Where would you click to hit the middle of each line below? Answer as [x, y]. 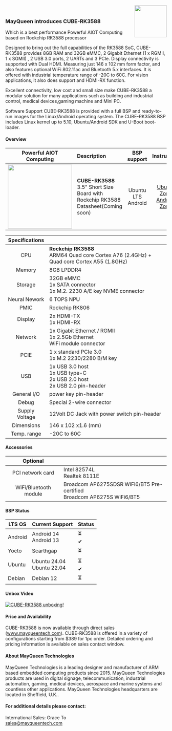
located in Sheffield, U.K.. [32, 694]
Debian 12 [45, 578]
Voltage [26, 417]
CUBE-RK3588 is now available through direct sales [60, 628]
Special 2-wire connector [80, 402]
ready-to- [152, 111]
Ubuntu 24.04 [49, 562]
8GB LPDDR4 [66, 270]
